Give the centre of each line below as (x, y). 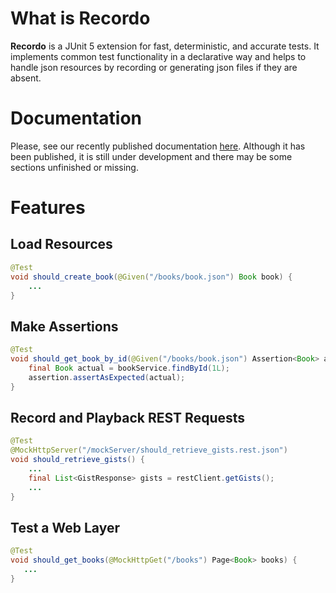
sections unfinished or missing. (74, 167)
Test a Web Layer (65, 527)
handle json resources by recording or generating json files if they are (154, 67)
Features (48, 208)
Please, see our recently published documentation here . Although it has (158, 146)
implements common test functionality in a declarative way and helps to (158, 56)
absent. (26, 78)
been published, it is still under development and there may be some (151, 156)
